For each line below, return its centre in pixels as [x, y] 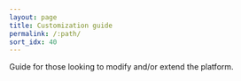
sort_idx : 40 [33, 42]
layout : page [33, 17]
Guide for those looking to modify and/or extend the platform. [121, 67]
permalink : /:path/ [45, 33]
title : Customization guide [61, 26]
